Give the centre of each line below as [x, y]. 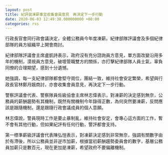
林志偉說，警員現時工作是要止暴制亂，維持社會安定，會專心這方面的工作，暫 [84, 118]
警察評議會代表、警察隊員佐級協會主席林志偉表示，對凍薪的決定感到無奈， [82, 95]
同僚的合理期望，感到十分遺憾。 [38, 68]
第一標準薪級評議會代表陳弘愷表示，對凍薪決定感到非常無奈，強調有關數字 [82, 135]
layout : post [19, 10]
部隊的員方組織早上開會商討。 [36, 45]
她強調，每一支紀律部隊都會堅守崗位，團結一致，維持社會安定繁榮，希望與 [82, 78]
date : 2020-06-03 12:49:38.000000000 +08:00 [52, 19]
